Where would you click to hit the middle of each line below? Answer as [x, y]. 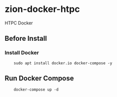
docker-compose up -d [36, 90]
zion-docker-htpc [42, 9]
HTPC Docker [19, 23]
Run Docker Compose [39, 78]
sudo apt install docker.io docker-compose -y [63, 63]
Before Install [26, 39]
